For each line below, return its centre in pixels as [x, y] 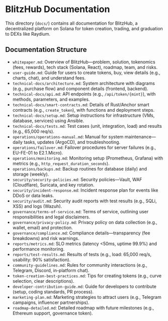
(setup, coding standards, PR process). [53, 292]
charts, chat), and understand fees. [49, 78]
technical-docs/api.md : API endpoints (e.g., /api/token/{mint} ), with [84, 94]
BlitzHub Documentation [58, 9]
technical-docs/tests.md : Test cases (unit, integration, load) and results [87, 126]
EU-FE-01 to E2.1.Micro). [38, 152]
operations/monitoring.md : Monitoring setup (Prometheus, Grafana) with [88, 158]
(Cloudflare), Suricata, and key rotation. [53, 185]
